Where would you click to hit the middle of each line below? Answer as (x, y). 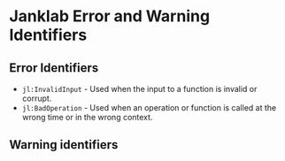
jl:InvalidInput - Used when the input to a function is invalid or (139, 89)
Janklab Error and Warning (110, 16)
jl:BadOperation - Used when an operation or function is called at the (149, 107)
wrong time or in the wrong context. (87, 117)
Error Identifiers (54, 68)
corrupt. (37, 98)
